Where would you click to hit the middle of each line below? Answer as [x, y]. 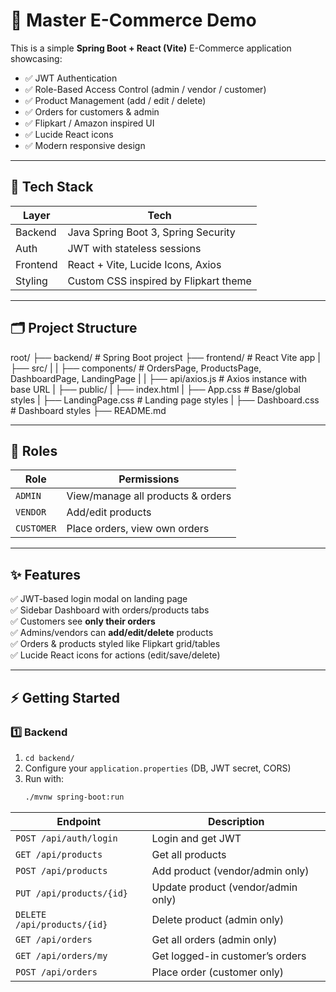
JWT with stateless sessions [134, 248]
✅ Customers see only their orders [83, 621]
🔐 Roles [34, 450]
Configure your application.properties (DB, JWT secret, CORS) [158, 768]
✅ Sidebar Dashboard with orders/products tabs [110, 610]
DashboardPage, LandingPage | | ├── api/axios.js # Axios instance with [159, 378]
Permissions [149, 479]
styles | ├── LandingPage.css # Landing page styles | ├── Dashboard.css [165, 400]
